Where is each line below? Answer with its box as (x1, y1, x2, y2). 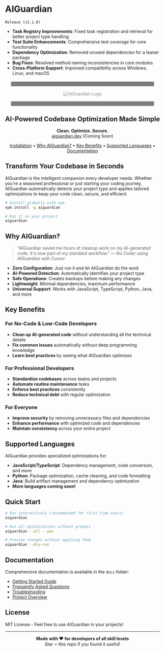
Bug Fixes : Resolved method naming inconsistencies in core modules (12, 60, 153, 65)
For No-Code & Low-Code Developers (5, 320, 97, 327)
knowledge (12, 347, 35, 353)
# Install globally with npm (5, 200, 65, 205)
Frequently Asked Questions (12, 584, 70, 589)
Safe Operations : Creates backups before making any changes (12, 276, 141, 282)
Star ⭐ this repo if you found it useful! (45, 641, 120, 647)
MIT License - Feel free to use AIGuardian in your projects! (5, 621, 124, 627)
